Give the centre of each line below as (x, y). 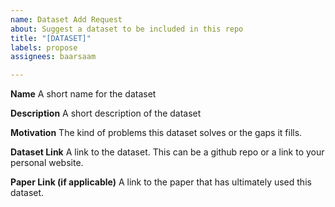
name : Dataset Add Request (66, 19)
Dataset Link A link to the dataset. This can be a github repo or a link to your (167, 152)
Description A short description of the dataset (106, 113)
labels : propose (44, 47)
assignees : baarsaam (53, 57)
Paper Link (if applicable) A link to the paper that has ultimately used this (161, 182)
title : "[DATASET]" (51, 38)
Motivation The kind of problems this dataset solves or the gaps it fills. (156, 133)
